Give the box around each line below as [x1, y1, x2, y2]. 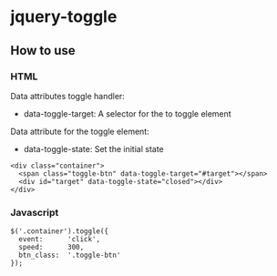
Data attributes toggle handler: [10, 90, 126, 101]
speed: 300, [18, 243, 85, 252]
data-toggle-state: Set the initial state [23, 143, 164, 154]
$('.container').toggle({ [10, 227, 108, 236]
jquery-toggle [10, 6, 118, 27]
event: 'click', [18, 235, 101, 244]
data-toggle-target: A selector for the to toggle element [23, 107, 231, 119]
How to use [10, 43, 76, 58]
